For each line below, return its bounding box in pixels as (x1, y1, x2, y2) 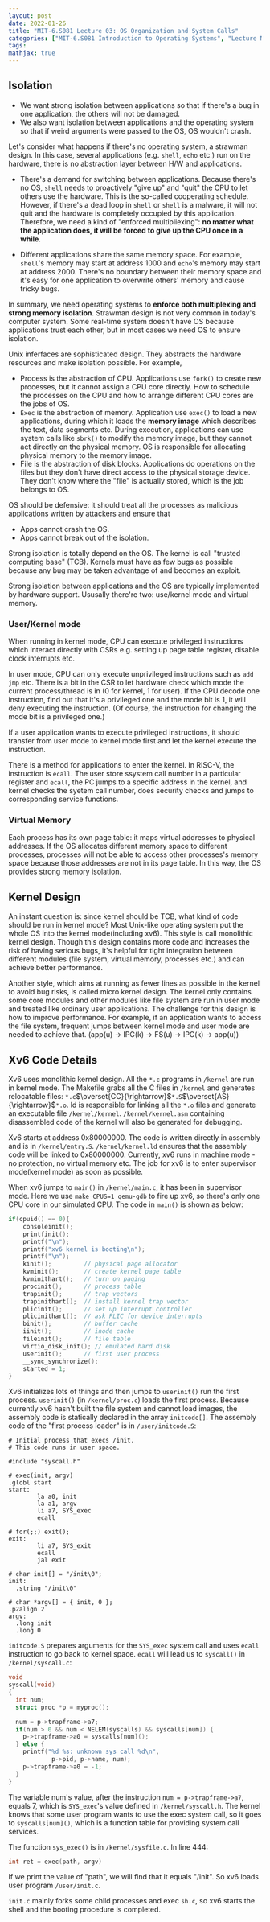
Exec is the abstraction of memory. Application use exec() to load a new (19, 407, 257, 417)
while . (19, 234, 42, 244)
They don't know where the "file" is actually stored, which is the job (19, 475, 244, 485)
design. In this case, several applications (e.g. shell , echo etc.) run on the (8, 150, 251, 159)
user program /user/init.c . (8, 1880, 100, 1891)
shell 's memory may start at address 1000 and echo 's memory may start (19, 258, 261, 268)
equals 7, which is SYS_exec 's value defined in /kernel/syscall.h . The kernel (8, 1801, 261, 1810)
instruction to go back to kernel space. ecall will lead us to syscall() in (8, 1649, 246, 1659)
